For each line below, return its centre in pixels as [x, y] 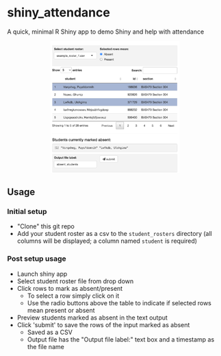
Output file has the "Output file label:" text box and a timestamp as [121, 339]
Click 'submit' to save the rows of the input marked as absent [103, 324]
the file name [46, 346]
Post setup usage [37, 259]
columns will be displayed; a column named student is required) [107, 241]
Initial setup [27, 212]
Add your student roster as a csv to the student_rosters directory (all [114, 234]
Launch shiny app [42, 274]
